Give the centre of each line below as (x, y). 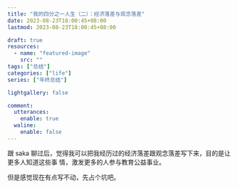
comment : (20, 105)
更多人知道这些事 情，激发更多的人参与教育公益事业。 (86, 162)
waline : (25, 125)
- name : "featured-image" (52, 53)
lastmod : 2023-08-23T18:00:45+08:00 (62, 27)
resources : (24, 47)
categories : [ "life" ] (40, 73)
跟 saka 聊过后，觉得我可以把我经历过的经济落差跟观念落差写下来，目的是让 (119, 153)
